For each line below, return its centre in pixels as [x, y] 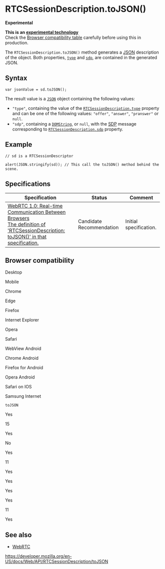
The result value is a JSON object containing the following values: [70, 98]
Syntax [16, 78]
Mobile [12, 282]
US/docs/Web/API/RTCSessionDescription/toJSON [57, 561]
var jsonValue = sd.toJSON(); [36, 90]
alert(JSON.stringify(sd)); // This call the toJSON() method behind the [82, 164]
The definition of [27, 224]
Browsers [18, 219]
